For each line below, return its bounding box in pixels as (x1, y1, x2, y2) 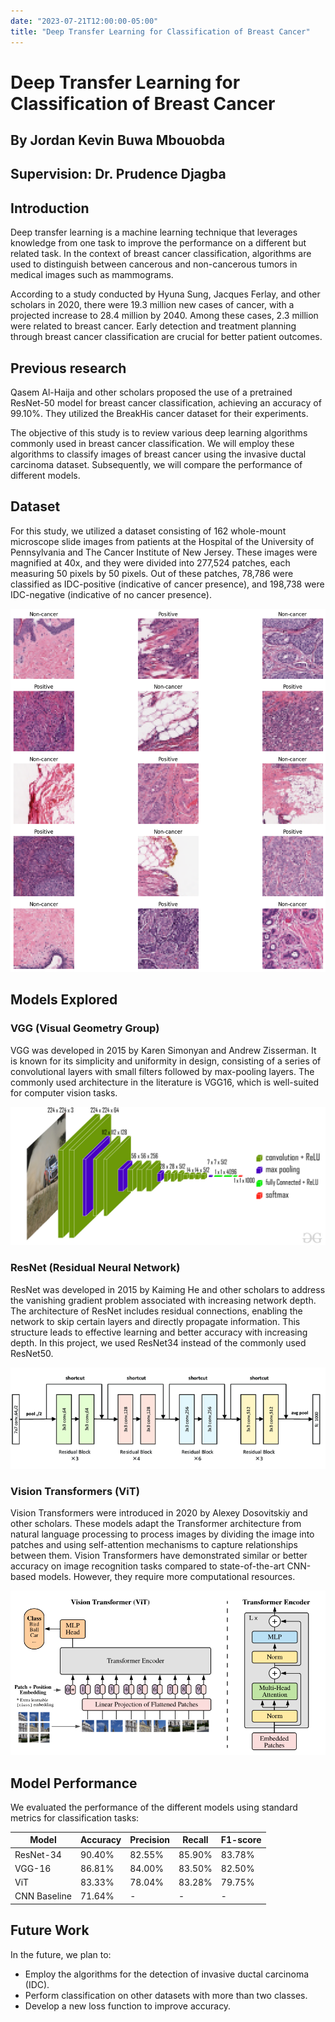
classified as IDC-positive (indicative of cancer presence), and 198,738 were (10, 578, 325, 590)
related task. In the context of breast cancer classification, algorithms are (10, 248, 312, 260)
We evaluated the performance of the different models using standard (10, 1801, 298, 1813)
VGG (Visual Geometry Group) (10, 1021, 160, 1035)
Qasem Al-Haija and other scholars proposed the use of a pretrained (10, 386, 293, 399)
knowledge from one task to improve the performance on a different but (10, 237, 307, 249)
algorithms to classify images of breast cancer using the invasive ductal (10, 448, 307, 460)
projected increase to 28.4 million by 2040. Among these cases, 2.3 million (10, 310, 319, 322)
